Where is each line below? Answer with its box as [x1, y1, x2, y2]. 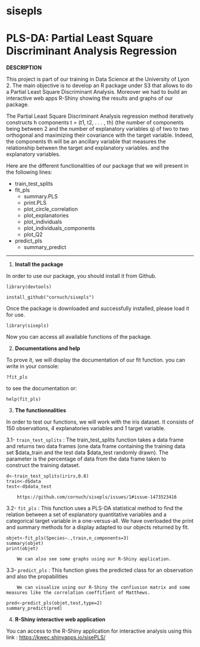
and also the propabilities [6, 573, 68, 580]
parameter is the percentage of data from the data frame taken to [6, 455, 167, 462]
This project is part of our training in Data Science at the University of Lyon [6, 76, 189, 83]
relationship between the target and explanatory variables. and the [6, 145, 170, 152]
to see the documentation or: [6, 385, 77, 392]
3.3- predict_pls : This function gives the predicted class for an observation [6, 566, 193, 574]
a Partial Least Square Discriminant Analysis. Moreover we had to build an [6, 88, 187, 96]
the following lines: [6, 168, 52, 176]
